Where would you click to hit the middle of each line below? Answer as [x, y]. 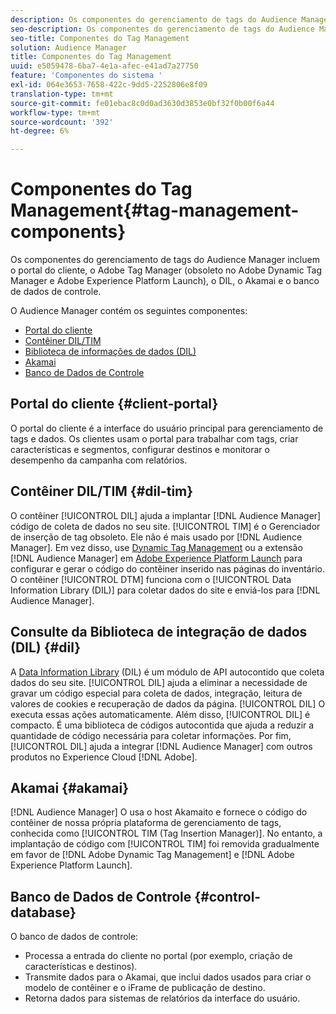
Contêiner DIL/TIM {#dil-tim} [102, 491]
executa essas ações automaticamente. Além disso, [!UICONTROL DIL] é [160, 714]
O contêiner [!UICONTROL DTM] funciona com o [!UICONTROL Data [151, 579]
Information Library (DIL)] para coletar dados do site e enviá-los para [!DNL [165, 590]
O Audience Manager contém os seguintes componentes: [129, 311]
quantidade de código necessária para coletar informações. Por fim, [151, 735]
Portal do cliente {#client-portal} [114, 404]
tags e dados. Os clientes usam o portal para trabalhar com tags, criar [154, 438]
